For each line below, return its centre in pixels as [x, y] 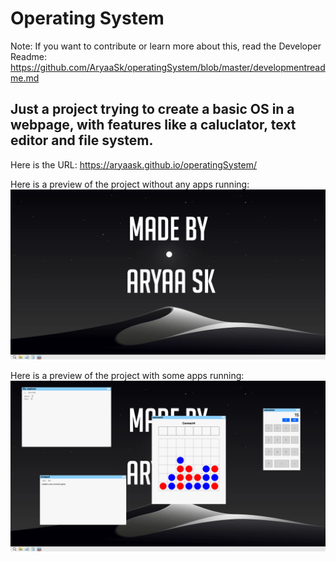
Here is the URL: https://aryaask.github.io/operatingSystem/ [133, 164]
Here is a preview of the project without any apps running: [130, 184]
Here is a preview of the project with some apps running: [127, 376]
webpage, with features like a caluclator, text [153, 125]
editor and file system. [82, 140]
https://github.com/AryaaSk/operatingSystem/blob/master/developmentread [168, 67]
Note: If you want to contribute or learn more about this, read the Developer [166, 46]
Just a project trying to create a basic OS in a [152, 109]
